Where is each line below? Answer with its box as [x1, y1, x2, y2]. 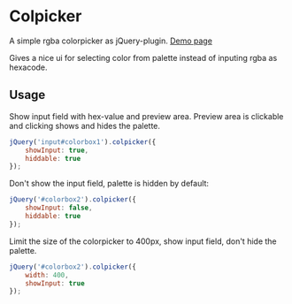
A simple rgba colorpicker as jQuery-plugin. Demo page [9, 35, 212, 46]
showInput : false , [25, 203, 93, 213]
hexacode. [9, 62, 48, 72]
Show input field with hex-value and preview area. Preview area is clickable [9, 110, 284, 121]
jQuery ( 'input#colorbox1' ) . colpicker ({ [9, 137, 157, 147]
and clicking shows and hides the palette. [9, 120, 161, 131]
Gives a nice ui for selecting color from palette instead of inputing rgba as [9, 52, 278, 63]
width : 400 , [25, 270, 69, 279]
